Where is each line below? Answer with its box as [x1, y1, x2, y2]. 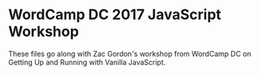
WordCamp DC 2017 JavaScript [8, 6, 221, 24]
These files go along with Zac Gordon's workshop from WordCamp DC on [8, 49, 252, 58]
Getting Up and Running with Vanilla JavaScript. [8, 57, 166, 67]
